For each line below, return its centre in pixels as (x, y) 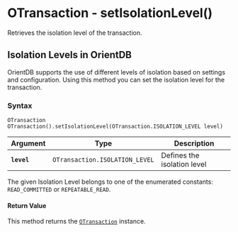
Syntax (20, 106)
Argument (28, 143)
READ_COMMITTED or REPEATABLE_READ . (59, 189)
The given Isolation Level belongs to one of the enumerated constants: (110, 182)
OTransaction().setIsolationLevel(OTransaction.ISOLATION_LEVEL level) (115, 127)
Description (194, 143)
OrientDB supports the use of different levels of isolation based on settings (116, 72)
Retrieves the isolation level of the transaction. (75, 33)
